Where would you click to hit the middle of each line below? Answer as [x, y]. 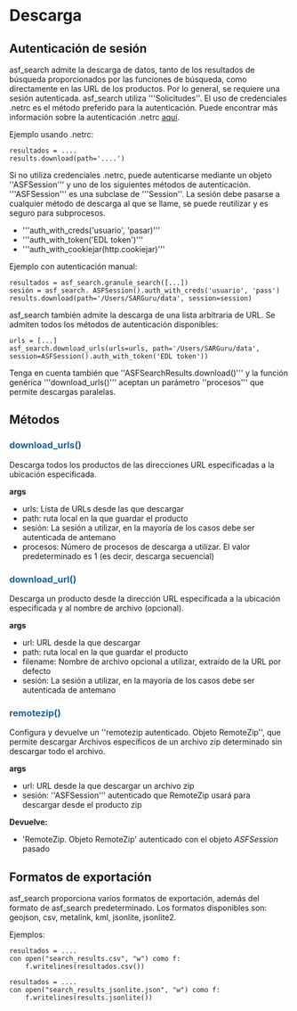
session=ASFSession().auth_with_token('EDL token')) [109, 357]
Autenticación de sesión [78, 49]
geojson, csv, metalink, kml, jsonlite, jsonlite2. [93, 917]
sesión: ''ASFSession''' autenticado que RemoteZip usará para [136, 795]
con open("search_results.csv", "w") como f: [95, 959]
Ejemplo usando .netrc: [52, 134]
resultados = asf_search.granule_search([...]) [99, 283]
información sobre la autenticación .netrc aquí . [95, 117]
